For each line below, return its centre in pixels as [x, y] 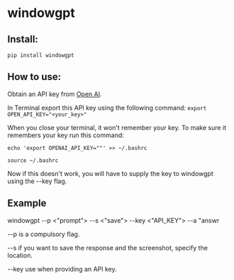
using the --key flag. [37, 181]
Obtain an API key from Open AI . [55, 94]
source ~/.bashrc [33, 161]
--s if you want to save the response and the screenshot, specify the [107, 247]
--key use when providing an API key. [62, 269]
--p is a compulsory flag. [44, 234]
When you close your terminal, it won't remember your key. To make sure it [117, 127]
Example [27, 203]
